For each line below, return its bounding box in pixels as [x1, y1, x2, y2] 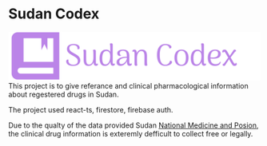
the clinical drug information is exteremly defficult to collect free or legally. [8, 129, 253, 139]
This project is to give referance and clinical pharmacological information [8, 81, 249, 91]
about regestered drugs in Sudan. [8, 89, 119, 100]
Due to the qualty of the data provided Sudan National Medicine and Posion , [8, 120, 259, 130]
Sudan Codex [8, 5, 100, 23]
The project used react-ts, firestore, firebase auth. [8, 105, 173, 115]
